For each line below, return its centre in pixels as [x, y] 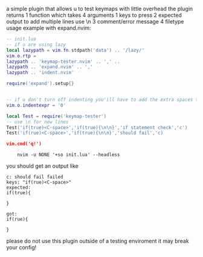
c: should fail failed [35, 177]
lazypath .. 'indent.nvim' [40, 73]
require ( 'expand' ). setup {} [40, 84]
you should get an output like [42, 166]
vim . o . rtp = [21, 56]
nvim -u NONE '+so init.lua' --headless [69, 155]
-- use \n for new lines [37, 122]
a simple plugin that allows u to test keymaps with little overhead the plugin [100, 9]
